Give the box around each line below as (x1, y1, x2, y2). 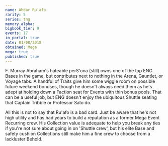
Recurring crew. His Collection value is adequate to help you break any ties (5, 120, 160, 126)
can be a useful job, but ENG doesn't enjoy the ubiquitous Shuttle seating (5, 94, 157, 100)
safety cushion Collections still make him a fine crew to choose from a (5, 131, 150, 137)
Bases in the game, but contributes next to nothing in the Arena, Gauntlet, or (5, 73, 163, 79)
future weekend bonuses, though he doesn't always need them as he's (5, 84, 152, 90)
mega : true (5, 49, 28, 54)
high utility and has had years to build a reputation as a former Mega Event (5, 115, 160, 121)
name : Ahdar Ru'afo (5, 7, 46, 13)
